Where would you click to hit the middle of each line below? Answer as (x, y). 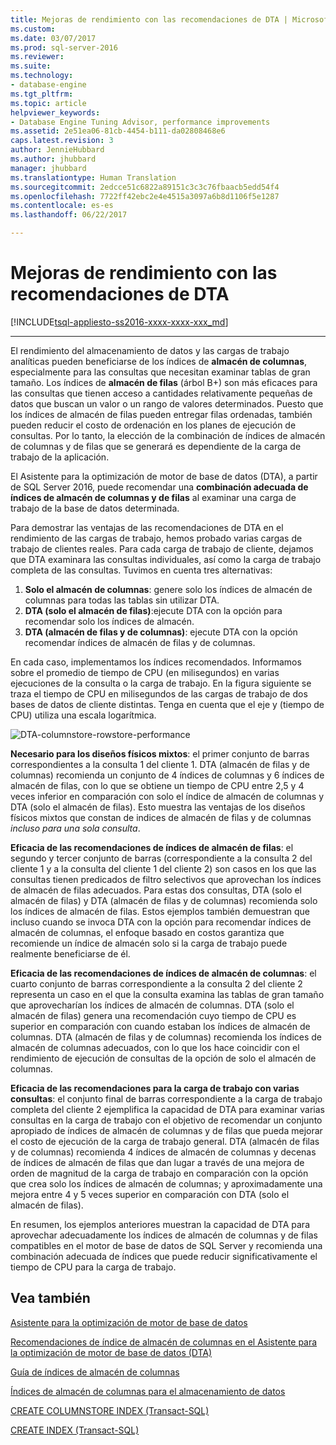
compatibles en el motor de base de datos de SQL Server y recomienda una (166, 1245)
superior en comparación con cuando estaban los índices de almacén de (160, 1026)
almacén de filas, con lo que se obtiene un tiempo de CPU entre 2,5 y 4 (157, 785)
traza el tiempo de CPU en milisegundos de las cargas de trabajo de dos (159, 693)
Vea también (50, 1298)
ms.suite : (31, 66)
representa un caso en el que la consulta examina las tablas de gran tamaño (167, 994)
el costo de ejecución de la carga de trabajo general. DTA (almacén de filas (165, 1141)
